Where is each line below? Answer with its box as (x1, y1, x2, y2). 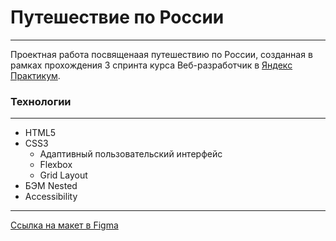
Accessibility (24, 191, 78, 203)
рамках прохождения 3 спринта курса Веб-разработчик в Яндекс (10, 59, 293, 71)
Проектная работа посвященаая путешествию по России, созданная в (10, 48, 313, 60)
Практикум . (10, 69, 61, 81)
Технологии (10, 94, 72, 108)
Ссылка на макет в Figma (10, 219, 119, 231)
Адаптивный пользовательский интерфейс (39, 148, 223, 160)
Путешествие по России (10, 6, 225, 29)
